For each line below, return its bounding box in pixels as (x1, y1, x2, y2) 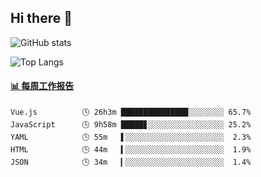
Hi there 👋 (10, 10, 73, 27)
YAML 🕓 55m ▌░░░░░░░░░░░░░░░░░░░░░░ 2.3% (10, 132, 252, 143)
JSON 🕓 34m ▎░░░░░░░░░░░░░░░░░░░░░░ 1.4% (10, 157, 252, 168)
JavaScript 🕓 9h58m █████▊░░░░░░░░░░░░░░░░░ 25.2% (10, 120, 252, 130)
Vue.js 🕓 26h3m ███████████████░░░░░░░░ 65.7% (10, 107, 252, 118)
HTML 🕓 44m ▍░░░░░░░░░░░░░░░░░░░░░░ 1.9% (10, 145, 252, 155)
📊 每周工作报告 (10, 80, 75, 92)
